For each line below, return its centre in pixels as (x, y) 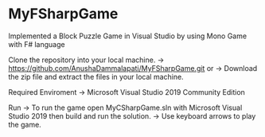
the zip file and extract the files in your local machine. (96, 76)
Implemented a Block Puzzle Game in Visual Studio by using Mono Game (128, 36)
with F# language (37, 44)
